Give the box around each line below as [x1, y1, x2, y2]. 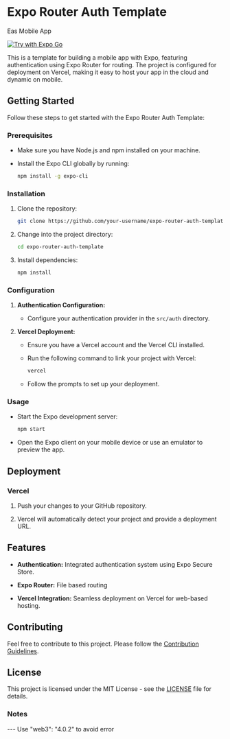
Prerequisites [7, 130, 53, 140]
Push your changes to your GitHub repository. [16, 502, 148, 510]
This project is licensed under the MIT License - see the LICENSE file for [7, 685, 211, 693]
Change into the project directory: [16, 231, 113, 239]
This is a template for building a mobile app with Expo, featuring [7, 53, 187, 62]
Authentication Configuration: [16, 301, 106, 309]
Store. [16, 567, 34, 576]
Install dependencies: [16, 255, 78, 264]
